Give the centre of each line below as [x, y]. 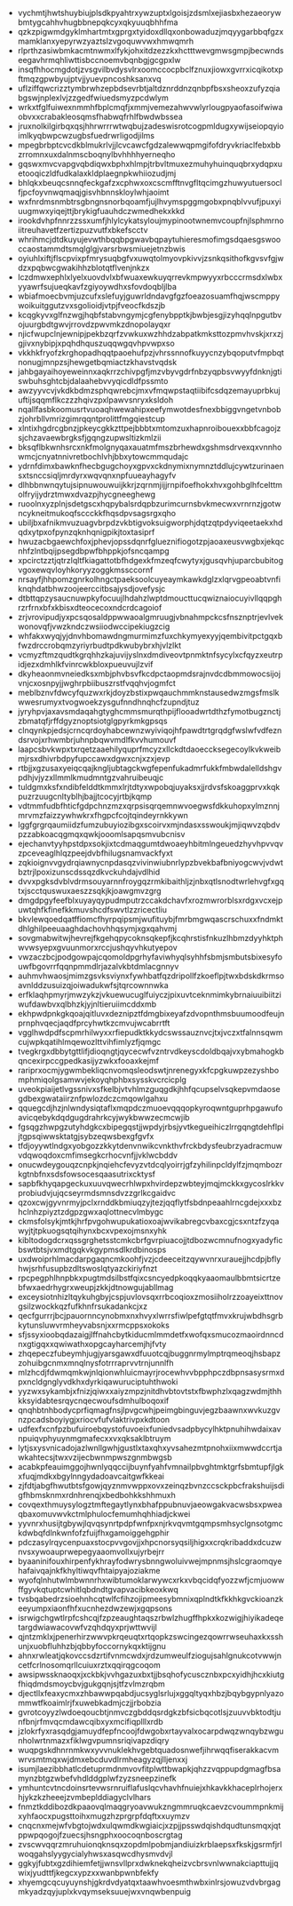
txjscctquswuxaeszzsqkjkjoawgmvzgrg [89, 891]
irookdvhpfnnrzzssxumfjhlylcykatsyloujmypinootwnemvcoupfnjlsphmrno [150, 220]
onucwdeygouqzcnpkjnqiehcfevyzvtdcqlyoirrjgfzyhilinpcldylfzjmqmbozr [150, 1164]
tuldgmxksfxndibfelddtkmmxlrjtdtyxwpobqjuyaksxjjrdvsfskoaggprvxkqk [149, 787]
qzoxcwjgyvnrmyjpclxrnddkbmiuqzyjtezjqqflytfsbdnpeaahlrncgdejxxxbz [150, 1202]
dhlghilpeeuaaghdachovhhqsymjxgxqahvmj [97, 929]
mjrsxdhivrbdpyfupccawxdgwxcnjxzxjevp [94, 758]
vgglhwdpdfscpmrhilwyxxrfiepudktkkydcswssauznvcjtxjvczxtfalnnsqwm [150, 1033]
